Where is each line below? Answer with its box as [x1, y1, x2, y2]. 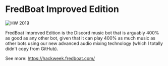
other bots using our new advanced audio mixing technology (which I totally [5, 40, 163, 46]
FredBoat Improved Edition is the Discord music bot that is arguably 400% [5, 29, 159, 35]
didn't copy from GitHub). [5, 45, 59, 51]
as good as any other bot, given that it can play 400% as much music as [5, 35, 155, 41]
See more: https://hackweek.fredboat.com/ [5, 55, 95, 61]
